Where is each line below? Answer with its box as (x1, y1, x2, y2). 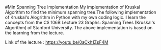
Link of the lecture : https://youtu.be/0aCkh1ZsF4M (5, 39, 108, 45)
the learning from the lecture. (5, 30, 64, 35)
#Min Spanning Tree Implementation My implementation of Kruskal (5, 4, 140, 10)
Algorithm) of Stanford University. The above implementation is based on (5, 25, 153, 31)
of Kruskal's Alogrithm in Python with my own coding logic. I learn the (5, 15, 146, 20)
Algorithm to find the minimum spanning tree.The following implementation (5, 9, 156, 15)
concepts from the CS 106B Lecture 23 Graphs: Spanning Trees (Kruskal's (5, 19, 156, 25)
